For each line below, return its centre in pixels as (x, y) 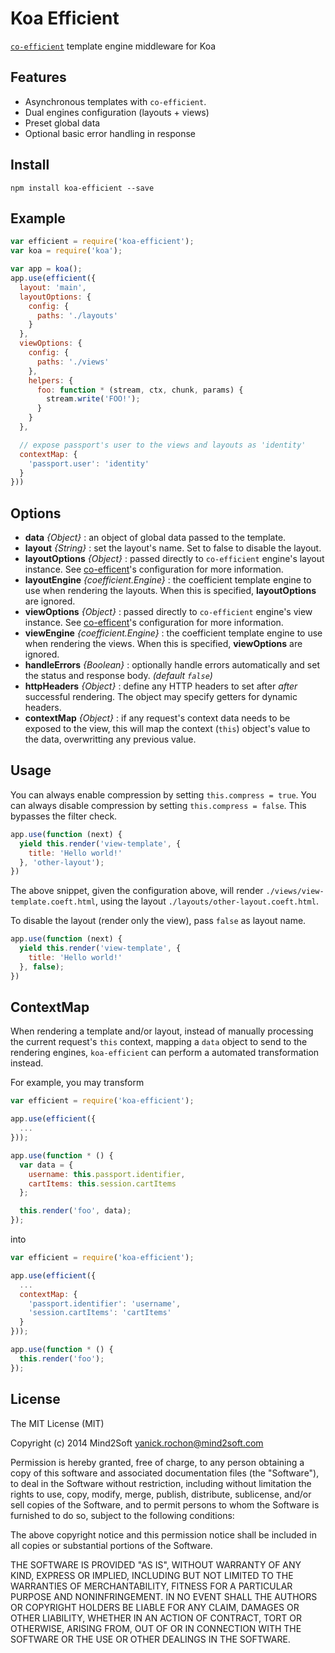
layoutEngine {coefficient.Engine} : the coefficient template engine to (168, 580)
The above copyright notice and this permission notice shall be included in (163, 1534)
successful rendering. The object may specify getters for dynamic (161, 697)
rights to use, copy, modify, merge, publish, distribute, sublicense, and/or (161, 1494)
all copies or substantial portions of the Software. (111, 1545)
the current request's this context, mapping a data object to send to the (159, 1042)
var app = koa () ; (46, 269)
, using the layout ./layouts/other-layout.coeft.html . (207, 901)
